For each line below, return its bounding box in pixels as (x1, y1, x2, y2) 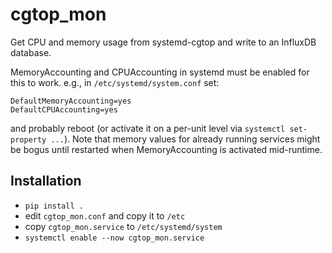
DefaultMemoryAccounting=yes (10, 96, 132, 106)
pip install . (24, 201, 84, 211)
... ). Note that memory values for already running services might (50, 133, 321, 145)
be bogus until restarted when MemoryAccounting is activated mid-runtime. (10, 143, 323, 155)
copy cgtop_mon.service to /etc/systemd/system (24, 220, 223, 232)
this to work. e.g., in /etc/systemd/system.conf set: (10, 76, 220, 88)
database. (10, 46, 52, 58)
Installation (10, 173, 82, 190)
